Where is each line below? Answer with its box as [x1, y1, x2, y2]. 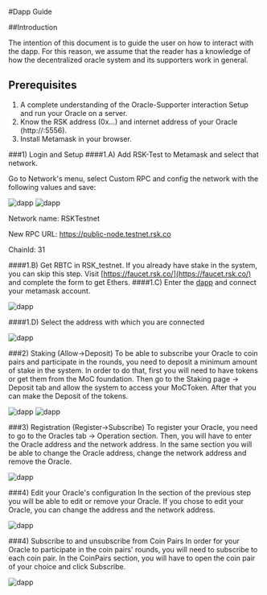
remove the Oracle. [8, 457, 72, 466]
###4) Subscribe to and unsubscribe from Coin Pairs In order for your [8, 535, 240, 546]
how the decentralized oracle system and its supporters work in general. [8, 56, 249, 64]
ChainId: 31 [8, 245, 46, 254]
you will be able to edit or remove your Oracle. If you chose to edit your [8, 496, 244, 506]
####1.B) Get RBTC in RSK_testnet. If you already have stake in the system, [8, 260, 257, 270]
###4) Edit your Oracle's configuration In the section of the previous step [8, 487, 252, 498]
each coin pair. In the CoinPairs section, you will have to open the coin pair [8, 553, 256, 563]
